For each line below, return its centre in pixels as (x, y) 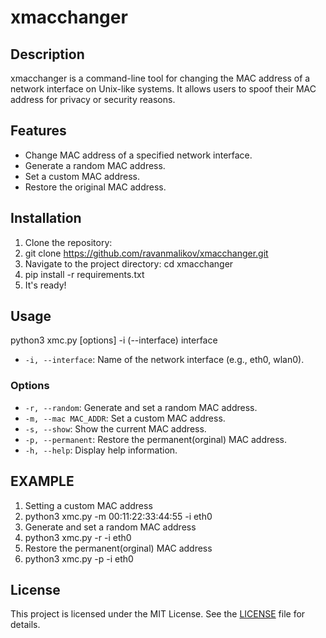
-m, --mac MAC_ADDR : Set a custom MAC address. (125, 418)
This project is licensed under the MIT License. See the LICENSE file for (158, 614)
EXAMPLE (42, 481)
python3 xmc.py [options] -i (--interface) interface (114, 340)
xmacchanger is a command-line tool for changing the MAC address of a (160, 78)
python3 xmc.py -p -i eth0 (79, 558)
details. (25, 625)
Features (38, 131)
